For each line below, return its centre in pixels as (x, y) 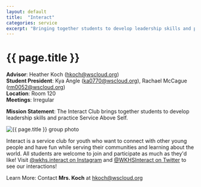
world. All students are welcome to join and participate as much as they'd (97, 154)
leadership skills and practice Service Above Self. (67, 118)
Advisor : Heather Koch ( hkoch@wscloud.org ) (63, 75)
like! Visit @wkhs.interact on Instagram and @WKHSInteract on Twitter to (96, 160)
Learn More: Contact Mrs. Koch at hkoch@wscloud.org (74, 178)
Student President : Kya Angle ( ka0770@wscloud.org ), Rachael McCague (97, 81)
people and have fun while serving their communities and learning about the (100, 148)
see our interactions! (31, 166)
